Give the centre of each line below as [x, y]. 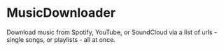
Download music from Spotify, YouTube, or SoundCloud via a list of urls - [112, 32]
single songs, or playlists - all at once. [61, 39]
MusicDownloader [61, 13]
